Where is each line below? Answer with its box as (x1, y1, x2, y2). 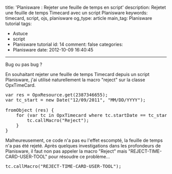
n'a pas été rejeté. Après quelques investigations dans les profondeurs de (5, 143, 161, 148)
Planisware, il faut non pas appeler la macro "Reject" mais (5, 148, 127, 154)
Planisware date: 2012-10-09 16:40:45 (12, 47, 94, 53)
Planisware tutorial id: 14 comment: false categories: (12, 41, 123, 47)
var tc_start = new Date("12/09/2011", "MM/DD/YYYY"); (5, 97, 146, 103)
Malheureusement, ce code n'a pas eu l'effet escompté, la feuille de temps (5, 137, 163, 143)
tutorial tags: (5, 20, 32, 27)
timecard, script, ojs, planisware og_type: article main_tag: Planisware (5, 15, 153, 21)
